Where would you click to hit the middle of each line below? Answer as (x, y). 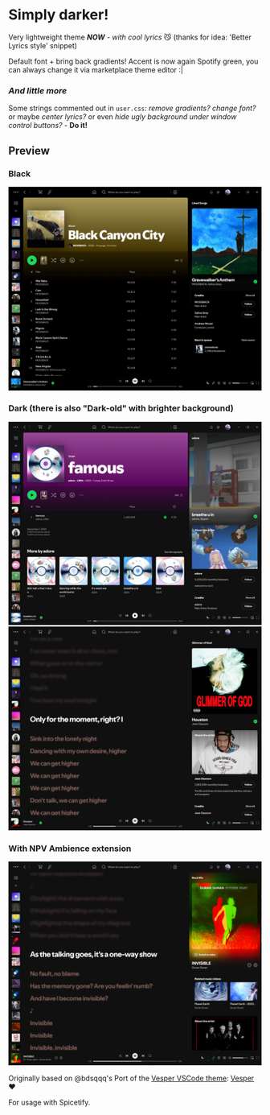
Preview (29, 151)
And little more (38, 90)
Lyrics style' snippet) (43, 45)
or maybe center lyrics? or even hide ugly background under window (123, 117)
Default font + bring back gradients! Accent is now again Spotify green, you (133, 61)
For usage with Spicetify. (49, 1102)
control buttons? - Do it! (48, 126)
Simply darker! (59, 15)
